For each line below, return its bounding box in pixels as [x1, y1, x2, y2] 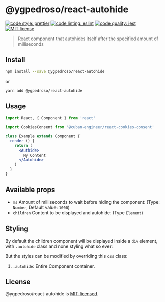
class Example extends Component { [5, 134, 80, 139]
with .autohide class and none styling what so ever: [5, 243, 113, 249]
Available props [5, 185, 56, 194]
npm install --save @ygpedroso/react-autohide [5, 69, 105, 74]
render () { [10, 138, 35, 143]
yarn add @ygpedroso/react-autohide [5, 88, 82, 93]
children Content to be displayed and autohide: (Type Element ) [12, 209, 144, 216]
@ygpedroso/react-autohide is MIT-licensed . [5, 291, 99, 297]
